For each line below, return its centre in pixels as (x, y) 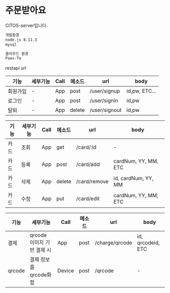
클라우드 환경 (17, 54)
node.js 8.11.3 (21, 40)
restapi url (16, 68)
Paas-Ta (13, 58)
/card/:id (86, 147)
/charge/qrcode (114, 243)
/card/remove (92, 182)
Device (66, 271)
